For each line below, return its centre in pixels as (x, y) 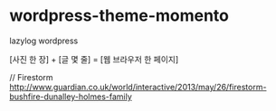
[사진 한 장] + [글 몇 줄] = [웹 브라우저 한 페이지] (94, 59)
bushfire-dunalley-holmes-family (71, 97)
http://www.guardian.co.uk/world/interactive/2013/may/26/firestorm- (138, 87)
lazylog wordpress (44, 41)
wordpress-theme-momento (119, 16)
